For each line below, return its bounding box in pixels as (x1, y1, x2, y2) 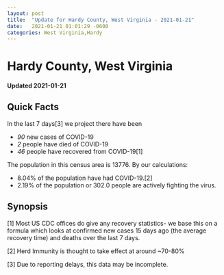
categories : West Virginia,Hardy (7, 29, 103, 36)
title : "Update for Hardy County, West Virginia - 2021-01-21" (7, 16, 195, 23)
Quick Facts (7, 101, 60, 113)
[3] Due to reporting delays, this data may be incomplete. (7, 260, 169, 268)
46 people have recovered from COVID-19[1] (16, 147, 143, 155)
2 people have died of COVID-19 (16, 140, 109, 148)
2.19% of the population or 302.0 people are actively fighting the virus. (16, 181, 216, 189)
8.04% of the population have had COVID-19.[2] (16, 174, 153, 182)
